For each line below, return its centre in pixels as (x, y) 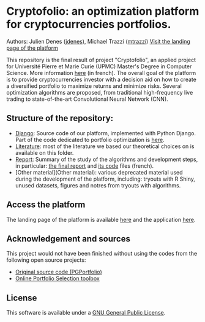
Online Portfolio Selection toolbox (57, 278)
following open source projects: (46, 260)
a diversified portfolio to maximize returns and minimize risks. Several (94, 86)
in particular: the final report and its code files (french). (84, 166)
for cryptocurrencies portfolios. (89, 24)
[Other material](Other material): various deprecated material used (99, 172)
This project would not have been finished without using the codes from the (102, 254)
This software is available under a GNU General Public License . (86, 313)
